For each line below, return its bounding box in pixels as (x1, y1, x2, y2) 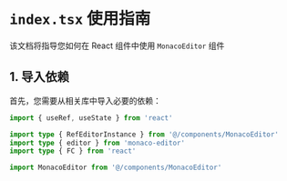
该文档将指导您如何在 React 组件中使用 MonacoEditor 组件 (9, 40, 225, 51)
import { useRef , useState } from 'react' (9, 113, 173, 123)
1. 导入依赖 (9, 69, 70, 85)
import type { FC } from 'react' (9, 146, 137, 156)
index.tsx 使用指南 (9, 8, 151, 29)
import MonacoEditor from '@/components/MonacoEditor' (9, 163, 222, 173)
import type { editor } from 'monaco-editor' (9, 138, 185, 147)
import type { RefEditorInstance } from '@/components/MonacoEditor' (9, 129, 280, 139)
